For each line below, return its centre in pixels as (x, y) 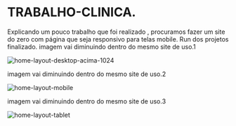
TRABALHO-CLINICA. (72, 12)
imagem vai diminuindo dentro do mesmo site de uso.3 (87, 101)
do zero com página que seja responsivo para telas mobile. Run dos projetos (118, 39)
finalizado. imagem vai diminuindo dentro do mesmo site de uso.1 (102, 46)
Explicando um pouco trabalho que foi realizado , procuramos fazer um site (116, 32)
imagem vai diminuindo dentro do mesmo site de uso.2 (87, 74)
